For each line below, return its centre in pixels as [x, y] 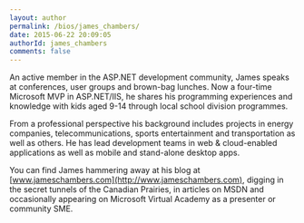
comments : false [40, 52]
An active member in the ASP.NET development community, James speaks [150, 77]
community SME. [41, 208]
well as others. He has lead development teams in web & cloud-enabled [143, 143]
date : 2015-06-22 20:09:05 [60, 34]
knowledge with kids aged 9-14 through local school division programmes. [149, 106]
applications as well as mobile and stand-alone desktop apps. [125, 153]
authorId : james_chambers [58, 43]
